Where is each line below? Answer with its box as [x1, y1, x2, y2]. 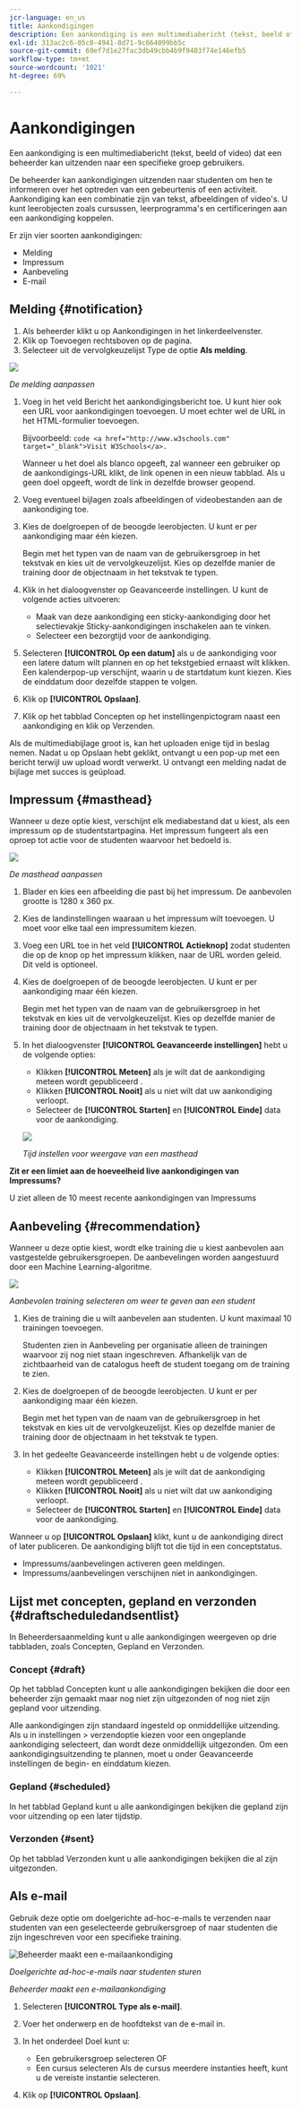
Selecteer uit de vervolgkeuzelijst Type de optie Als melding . [21, 344, 248, 355]
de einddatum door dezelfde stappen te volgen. [21, 676, 199, 686]
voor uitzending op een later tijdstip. [9, 1811, 142, 1821]
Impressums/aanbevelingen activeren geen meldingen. [21, 1558, 226, 1569]
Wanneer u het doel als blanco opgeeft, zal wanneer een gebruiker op [21, 458, 280, 469]
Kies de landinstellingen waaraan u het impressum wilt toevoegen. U [21, 913, 275, 924]
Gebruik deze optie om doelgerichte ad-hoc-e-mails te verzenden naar [9, 1912, 271, 1923]
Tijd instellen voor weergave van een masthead [21, 1149, 199, 1159]
